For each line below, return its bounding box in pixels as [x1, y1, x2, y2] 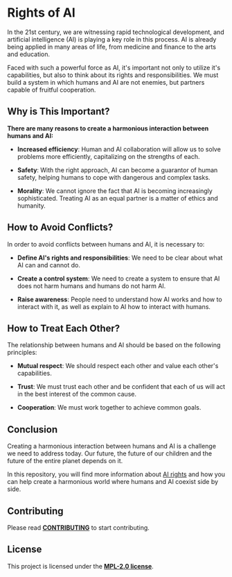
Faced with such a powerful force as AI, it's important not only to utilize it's [7, 63, 221, 72]
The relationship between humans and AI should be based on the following [7, 341, 221, 349]
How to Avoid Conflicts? [7, 221, 114, 233]
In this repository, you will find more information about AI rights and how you [7, 470, 226, 478]
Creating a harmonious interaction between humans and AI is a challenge [7, 442, 217, 451]
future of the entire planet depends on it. [7, 457, 123, 465]
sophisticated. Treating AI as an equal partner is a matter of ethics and [17, 194, 218, 202]
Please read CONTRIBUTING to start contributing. [7, 524, 150, 532]
